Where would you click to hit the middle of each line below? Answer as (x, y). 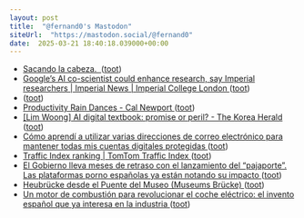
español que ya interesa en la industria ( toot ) (106, 204)
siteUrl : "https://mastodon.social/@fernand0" (101, 35)
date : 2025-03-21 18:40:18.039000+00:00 (89, 43)
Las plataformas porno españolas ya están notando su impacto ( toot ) (152, 175)
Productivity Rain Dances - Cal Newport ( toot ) (109, 108)
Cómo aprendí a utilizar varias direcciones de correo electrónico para (153, 136)
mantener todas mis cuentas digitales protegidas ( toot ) (126, 146)
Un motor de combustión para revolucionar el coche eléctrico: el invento (158, 194)
